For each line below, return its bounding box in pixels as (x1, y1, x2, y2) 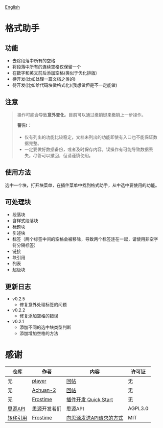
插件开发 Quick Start (66, 396, 114, 403)
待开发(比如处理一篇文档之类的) (12, 76, 76, 82)
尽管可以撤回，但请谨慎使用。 (33, 152, 93, 158)
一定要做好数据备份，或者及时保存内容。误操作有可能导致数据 (24, 146, 149, 152)
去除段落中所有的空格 (12, 58, 55, 63)
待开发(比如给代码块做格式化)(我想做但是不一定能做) (12, 82, 117, 88)
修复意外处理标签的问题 (19, 302, 67, 308)
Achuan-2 (32, 387, 56, 394)
